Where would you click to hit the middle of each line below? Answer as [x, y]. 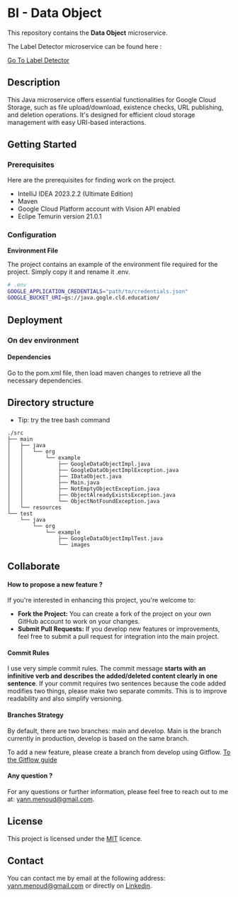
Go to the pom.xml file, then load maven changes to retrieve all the [104, 373]
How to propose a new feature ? [55, 584]
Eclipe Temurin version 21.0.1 [59, 216]
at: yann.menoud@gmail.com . [51, 799]
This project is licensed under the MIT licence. [75, 838]
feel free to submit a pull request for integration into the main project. [118, 637]
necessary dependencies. [45, 380]
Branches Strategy [35, 715]
